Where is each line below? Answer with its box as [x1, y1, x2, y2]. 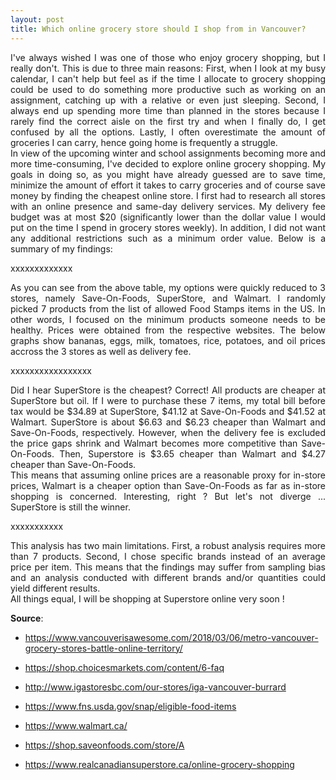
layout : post [10, 14, 65, 25]
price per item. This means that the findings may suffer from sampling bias [10, 561, 326, 573]
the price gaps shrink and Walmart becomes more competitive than [10, 437, 298, 449]
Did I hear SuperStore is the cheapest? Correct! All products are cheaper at [10, 384, 326, 396]
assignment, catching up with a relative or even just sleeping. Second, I [10, 94, 326, 106]
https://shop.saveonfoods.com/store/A [24, 739, 185, 751]
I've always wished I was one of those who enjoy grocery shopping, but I [10, 51, 326, 63]
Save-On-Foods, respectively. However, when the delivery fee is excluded [10, 426, 326, 438]
